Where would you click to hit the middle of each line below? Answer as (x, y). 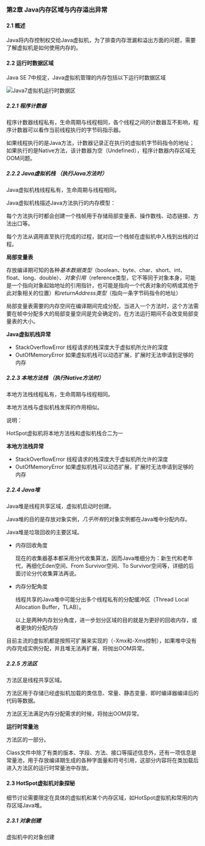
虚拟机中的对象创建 (31, 837)
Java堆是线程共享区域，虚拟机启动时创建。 (60, 506)
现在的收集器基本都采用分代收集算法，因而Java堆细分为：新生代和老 (101, 558)
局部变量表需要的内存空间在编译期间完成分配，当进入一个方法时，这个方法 (100, 306)
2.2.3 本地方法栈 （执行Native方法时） (55, 378)
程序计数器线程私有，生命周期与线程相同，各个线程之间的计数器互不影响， (100, 122)
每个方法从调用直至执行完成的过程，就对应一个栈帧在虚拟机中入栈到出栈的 (100, 237)
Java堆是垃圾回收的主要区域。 (45, 532)
